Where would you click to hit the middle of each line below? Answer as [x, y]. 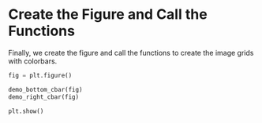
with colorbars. [33, 61]
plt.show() [26, 111]
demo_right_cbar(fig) [44, 97]
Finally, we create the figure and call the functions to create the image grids [131, 52]
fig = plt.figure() [40, 75]
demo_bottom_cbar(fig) [45, 89]
